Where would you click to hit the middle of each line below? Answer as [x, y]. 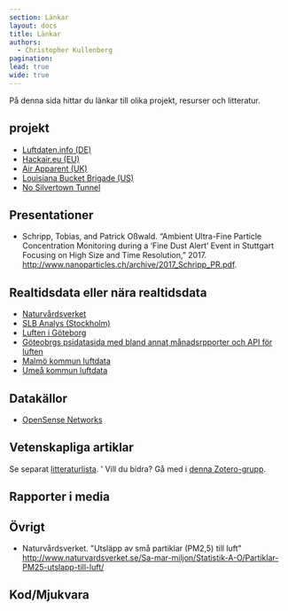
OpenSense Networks [62, 419]
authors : [25, 42]
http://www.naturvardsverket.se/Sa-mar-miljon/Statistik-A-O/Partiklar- [150, 558]
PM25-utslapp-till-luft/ [63, 568]
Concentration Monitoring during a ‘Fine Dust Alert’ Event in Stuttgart [148, 246]
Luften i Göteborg [54, 333]
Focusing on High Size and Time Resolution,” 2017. [114, 255]
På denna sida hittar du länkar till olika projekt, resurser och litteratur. [135, 100]
